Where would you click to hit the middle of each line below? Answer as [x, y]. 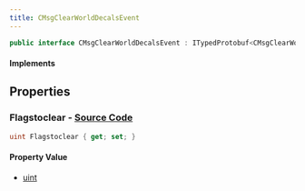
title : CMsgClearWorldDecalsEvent [75, 18]
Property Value [39, 157]
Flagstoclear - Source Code [71, 117]
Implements [33, 64]
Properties [40, 92]
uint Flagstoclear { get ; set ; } [73, 136]
